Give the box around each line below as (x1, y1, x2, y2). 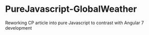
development (5, 25, 32, 31)
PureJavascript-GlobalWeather (5, 3, 137, 15)
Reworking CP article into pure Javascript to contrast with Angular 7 (5, 20, 144, 26)
